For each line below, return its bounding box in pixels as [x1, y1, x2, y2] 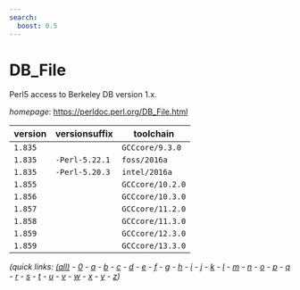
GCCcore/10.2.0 [121, 179, 187, 190]
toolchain [133, 128, 175, 140]
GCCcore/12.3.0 [121, 228, 187, 239]
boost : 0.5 [17, 21, 58, 30]
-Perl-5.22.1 [54, 155, 111, 165]
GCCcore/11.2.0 [121, 204, 187, 214]
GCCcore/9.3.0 [121, 143, 181, 153]
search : [9, 12, 38, 22]
